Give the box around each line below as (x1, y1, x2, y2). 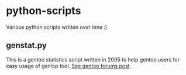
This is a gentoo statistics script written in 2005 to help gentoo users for (6, 56, 180, 63)
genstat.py (6, 40, 47, 50)
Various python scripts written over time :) (6, 23, 108, 30)
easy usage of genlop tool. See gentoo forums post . (6, 62, 132, 69)
